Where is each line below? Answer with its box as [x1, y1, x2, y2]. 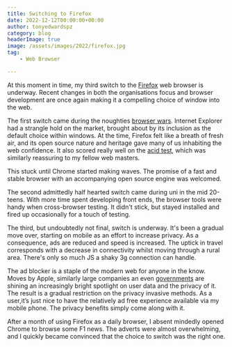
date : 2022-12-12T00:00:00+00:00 [7, 17, 104, 24]
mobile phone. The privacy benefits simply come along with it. [7, 304, 185, 312]
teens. [7, 195, 26, 203]
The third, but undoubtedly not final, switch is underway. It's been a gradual [7, 224, 224, 232]
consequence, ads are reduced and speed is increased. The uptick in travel [7, 238, 224, 247]
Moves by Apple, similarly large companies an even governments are [7, 274, 205, 282]
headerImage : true [7, 36, 60, 43]
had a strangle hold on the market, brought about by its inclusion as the [7, 123, 212, 132]
